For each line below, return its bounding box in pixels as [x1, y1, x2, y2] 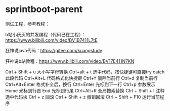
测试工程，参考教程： [5, 21, 50, 27]
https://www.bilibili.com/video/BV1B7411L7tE [5, 37, 98, 43]
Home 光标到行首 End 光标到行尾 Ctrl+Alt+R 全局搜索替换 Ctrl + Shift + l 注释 [5, 87, 165, 93]
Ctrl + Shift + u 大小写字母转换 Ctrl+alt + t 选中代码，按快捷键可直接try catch [5, 69, 165, 75]
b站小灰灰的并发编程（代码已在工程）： [5, 31, 86, 37]
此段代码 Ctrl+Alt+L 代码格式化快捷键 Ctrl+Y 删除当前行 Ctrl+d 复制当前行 [5, 75, 158, 81]
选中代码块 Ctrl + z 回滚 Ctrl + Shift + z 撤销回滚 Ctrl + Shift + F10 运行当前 [5, 94, 160, 100]
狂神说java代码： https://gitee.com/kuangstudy [5, 47, 103, 53]
